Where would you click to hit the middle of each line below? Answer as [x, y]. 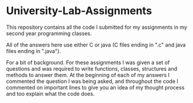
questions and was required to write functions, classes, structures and [92, 68]
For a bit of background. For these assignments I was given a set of [88, 62]
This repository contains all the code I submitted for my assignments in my [97, 27]
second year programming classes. [49, 33]
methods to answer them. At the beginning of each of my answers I [88, 75]
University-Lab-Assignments [79, 11]
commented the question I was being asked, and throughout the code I [92, 81]
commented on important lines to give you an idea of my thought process [95, 87]
